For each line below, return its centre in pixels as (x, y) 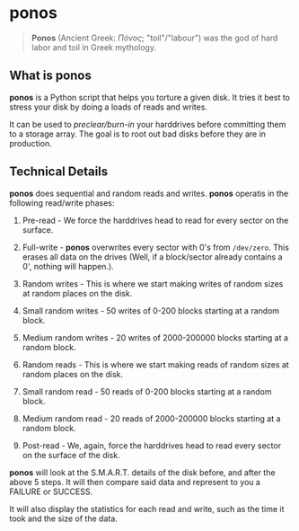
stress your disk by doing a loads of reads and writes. (109, 107)
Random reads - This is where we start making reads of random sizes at (155, 364)
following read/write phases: (62, 203)
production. (31, 143)
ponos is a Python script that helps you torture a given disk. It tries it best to (149, 97)
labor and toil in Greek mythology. (94, 47)
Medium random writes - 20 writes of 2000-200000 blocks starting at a (155, 337)
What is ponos (50, 76)
